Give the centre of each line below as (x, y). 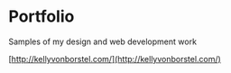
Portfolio (42, 17)
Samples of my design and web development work (103, 41)
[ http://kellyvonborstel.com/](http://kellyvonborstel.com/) (115, 59)
